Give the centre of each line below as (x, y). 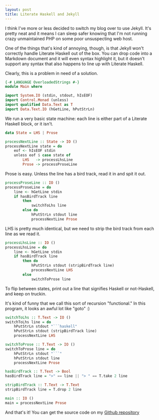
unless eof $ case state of (42, 155)
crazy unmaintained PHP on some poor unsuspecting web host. (69, 38)
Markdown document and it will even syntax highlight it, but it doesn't (75, 58)
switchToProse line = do (30, 349)
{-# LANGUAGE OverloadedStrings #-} (42, 82)
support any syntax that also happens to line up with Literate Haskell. (74, 64)
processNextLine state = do (34, 146)
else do (30, 210)
